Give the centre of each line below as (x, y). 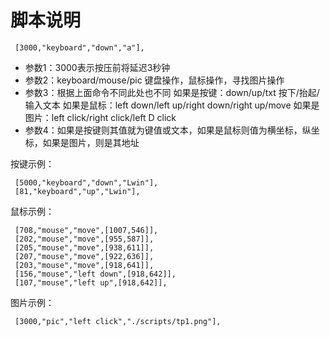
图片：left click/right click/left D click (100, 117)
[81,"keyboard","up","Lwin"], (77, 191)
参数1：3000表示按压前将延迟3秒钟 (97, 67)
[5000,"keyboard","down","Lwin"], (86, 182)
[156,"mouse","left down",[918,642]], (95, 274)
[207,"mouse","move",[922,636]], (84, 256)
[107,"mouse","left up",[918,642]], (91, 282)
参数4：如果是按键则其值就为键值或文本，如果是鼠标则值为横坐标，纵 (168, 130)
